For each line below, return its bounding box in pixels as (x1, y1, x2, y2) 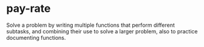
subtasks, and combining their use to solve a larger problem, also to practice (6, 27, 198, 35)
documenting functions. (6, 34, 66, 41)
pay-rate (6, 2, 51, 15)
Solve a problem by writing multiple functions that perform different (6, 21, 175, 29)
